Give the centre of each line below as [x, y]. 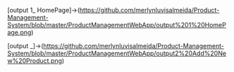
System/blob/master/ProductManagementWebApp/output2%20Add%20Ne [117, 53]
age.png [19, 32]
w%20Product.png [35, 61]
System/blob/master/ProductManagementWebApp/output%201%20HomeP [117, 25]
